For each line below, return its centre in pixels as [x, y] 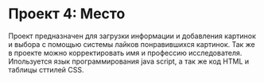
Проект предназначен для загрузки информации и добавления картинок [132, 36]
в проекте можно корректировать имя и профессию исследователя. [125, 53]
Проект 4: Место [67, 14]
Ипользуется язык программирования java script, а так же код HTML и [129, 61]
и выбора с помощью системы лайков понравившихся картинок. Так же [132, 44]
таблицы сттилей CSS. [47, 69]
